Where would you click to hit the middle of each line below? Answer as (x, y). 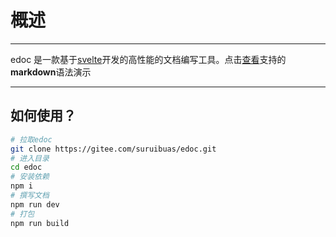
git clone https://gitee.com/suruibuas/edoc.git (113, 149)
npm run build (40, 223)
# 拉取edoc (31, 139)
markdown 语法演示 (51, 72)
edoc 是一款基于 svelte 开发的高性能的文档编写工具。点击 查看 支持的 (148, 59)
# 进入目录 (30, 158)
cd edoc (26, 167)
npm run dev (35, 204)
